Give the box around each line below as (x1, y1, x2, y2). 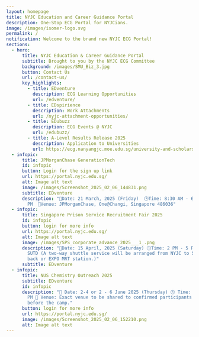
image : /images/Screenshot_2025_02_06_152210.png (21, 316, 147, 322)
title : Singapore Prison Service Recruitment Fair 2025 (21, 212, 163, 218)
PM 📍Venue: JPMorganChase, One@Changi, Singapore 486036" (27, 201, 176, 207)
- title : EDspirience (27, 102, 81, 108)
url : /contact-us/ (21, 74, 68, 80)
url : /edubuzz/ (32, 129, 70, 136)
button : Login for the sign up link (21, 168, 113, 174)
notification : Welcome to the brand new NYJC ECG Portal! (6, 36, 152, 42)
